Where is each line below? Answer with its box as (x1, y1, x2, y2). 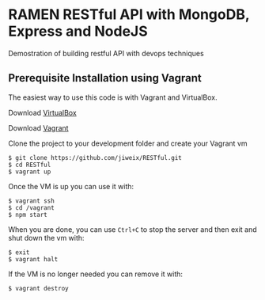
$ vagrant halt (8, 255, 59, 263)
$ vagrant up (8, 168, 51, 176)
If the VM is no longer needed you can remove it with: (8, 269, 184, 279)
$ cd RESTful (8, 161, 51, 169)
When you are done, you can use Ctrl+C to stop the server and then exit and (8, 224, 257, 234)
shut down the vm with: (8, 233, 85, 242)
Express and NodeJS (8, 22, 148, 40)
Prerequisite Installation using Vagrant (8, 71, 202, 85)
